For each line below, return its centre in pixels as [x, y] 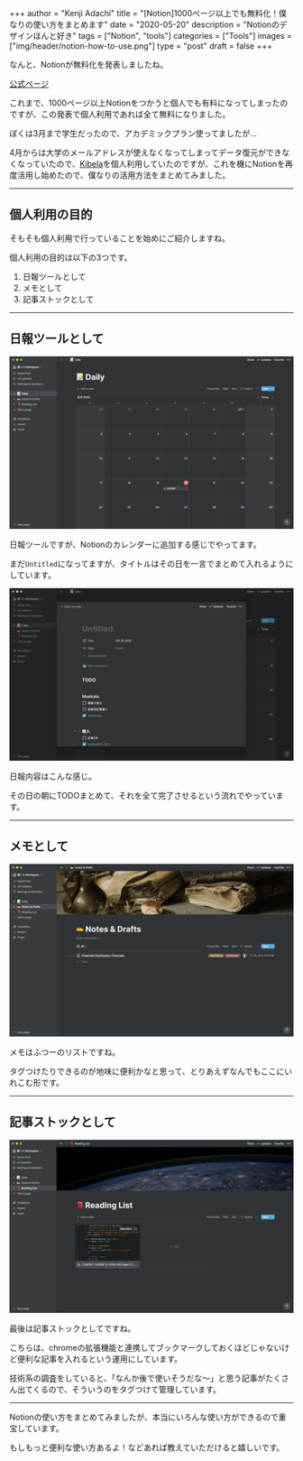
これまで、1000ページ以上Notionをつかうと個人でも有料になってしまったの [149, 103]
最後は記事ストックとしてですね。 [73, 1328]
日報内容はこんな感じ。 [53, 776]
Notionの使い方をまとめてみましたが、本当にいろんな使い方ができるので [144, 1417]
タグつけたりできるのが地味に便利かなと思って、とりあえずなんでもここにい [151, 1071]
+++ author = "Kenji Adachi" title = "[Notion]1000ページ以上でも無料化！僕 [148, 13]
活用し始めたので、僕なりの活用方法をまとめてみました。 [124, 175]
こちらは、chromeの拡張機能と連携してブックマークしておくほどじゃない [146, 1347]
